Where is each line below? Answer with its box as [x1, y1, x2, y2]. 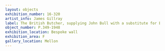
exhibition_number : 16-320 [5, 12, 60, 17]
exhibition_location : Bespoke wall [5, 30, 78, 34]
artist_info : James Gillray [5, 16, 63, 21]
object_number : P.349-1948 [5, 25, 60, 30]
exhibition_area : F [5, 34, 45, 39]
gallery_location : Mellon [5, 39, 58, 44]
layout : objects [5, 7, 38, 12]
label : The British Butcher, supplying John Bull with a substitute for [5, 20, 157, 26]
